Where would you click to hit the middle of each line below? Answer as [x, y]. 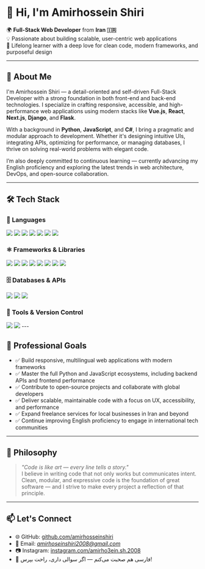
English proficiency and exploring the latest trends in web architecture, [95, 167]
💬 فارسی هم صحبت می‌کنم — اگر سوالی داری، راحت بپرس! [84, 559]
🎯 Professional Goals [47, 346]
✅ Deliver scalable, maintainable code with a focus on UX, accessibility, [105, 400]
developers [29, 394]
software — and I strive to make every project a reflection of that [103, 486]
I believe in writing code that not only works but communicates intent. [109, 474]
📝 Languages [26, 220]
